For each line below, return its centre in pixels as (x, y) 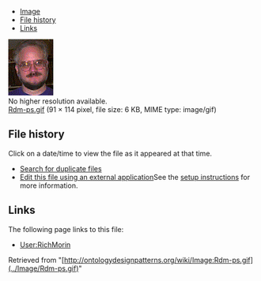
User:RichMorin (45, 245)
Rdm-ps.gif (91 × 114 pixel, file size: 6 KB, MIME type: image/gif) (113, 109)
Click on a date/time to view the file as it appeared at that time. (110, 153)
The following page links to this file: (66, 229)
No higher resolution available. (58, 101)
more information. (49, 185)
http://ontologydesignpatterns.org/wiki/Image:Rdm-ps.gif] (158, 260)
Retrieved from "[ (36, 260)
